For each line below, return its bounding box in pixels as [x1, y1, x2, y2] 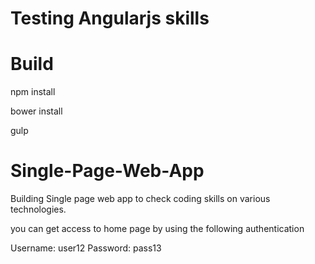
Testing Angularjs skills [10, 7, 210, 30]
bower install [10, 105, 63, 117]
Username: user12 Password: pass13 [10, 242, 162, 254]
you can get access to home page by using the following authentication [10, 223, 305, 235]
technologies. [10, 203, 67, 216]
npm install [10, 86, 56, 98]
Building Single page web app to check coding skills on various [10, 193, 271, 205]
